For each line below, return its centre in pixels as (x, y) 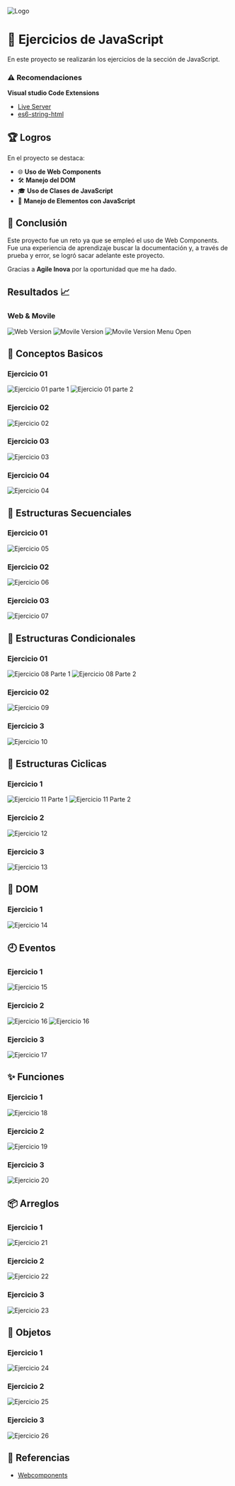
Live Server (34, 107)
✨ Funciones (36, 1077)
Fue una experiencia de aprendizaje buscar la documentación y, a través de (118, 247)
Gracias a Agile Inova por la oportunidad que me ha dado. (92, 269)
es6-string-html (41, 114)
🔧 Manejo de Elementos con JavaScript (76, 201)
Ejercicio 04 (28, 475)
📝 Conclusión (37, 223)
